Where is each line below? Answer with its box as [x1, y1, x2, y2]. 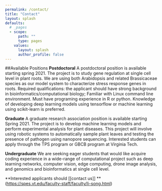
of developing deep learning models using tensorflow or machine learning [5, 101, 153, 107]
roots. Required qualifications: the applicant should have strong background [5, 86, 157, 92]
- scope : [9, 29, 27, 34]
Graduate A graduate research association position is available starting [5, 116, 147, 121]
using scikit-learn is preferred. [5, 106, 65, 112]
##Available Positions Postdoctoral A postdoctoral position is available [5, 65, 146, 71]
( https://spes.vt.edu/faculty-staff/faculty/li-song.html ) [5, 181, 113, 187]
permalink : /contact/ [5, 7, 49, 12]
